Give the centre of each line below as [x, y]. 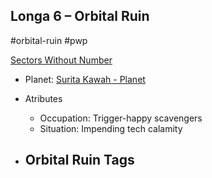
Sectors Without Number [61, 60]
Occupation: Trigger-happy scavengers [121, 118]
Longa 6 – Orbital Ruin [80, 16]
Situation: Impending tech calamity [111, 128]
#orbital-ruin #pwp [49, 40]
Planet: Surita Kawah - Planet [85, 79]
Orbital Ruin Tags [79, 160]
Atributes [43, 98]
